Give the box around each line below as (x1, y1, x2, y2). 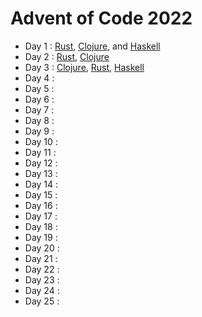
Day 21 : (24, 252, 58, 264)
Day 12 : (24, 157, 58, 169)
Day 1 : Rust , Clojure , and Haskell (24, 40, 161, 52)
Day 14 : (24, 178, 59, 190)
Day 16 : (24, 199, 58, 211)
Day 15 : (24, 188, 58, 201)
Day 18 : (24, 220, 58, 232)
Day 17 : (24, 210, 58, 222)
